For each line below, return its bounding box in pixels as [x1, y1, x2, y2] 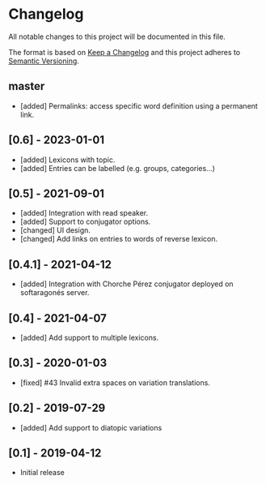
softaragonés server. [19, 288, 90, 298]
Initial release [19, 468, 65, 478]
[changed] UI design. [19, 225, 91, 235]
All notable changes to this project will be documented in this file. [8, 32, 226, 41]
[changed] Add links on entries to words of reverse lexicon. [19, 234, 218, 244]
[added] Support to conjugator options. [19, 216, 151, 227]
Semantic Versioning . [8, 56, 79, 66]
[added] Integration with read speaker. [19, 208, 149, 218]
